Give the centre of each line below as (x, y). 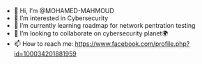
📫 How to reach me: (44, 44)
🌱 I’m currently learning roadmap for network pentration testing (104, 25)
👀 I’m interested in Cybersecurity (61, 18)
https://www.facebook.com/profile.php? (132, 44)
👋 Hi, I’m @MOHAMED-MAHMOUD (64, 11)
